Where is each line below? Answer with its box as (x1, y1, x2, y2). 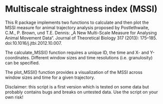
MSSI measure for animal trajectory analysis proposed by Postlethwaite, (5, 24, 149, 30)
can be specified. (5, 60, 40, 66)
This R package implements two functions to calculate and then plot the (5, 19, 149, 25)
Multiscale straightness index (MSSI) (5, 3, 158, 15)
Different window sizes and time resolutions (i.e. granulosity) (31, 54, 153, 60)
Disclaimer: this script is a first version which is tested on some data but (5, 84, 149, 89)
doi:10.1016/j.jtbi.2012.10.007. (5, 40, 62, 46)
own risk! (5, 94, 23, 100)
